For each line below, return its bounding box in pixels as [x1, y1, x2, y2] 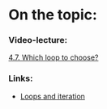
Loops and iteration [19, 91, 85, 101]
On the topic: [8, 6, 97, 24]
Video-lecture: [8, 35, 67, 46]
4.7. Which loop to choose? [8, 52, 99, 62]
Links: [8, 73, 33, 84]
